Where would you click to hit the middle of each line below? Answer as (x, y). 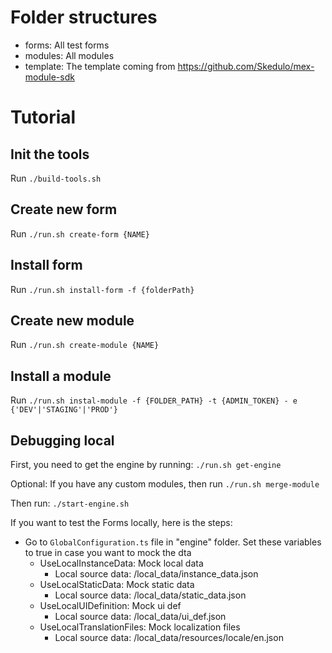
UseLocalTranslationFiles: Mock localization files (140, 627)
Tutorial (43, 117)
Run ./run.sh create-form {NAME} (80, 233)
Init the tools (50, 154)
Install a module (61, 376)
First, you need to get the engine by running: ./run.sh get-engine (146, 464)
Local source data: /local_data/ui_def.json (140, 616)
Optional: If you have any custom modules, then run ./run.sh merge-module (165, 484)
